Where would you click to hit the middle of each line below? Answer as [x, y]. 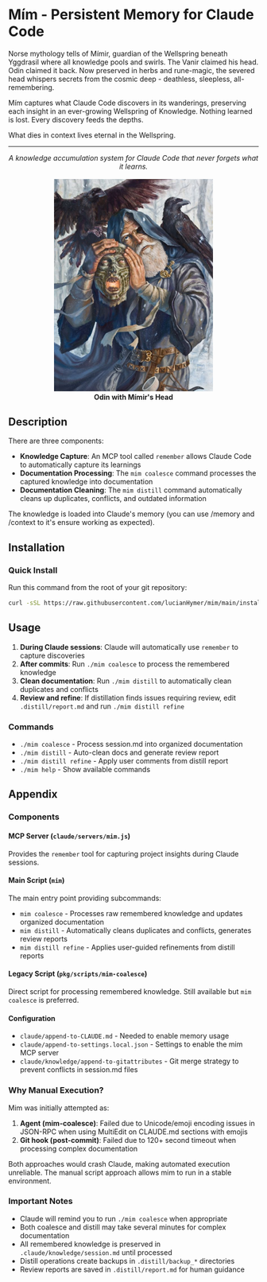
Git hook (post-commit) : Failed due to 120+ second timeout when [128, 1140]
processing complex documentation [79, 1148]
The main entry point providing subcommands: [85, 898]
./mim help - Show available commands [85, 770]
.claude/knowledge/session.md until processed [96, 1252]
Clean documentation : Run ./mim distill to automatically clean [126, 681]
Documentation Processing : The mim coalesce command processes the [138, 473]
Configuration [32, 1018]
